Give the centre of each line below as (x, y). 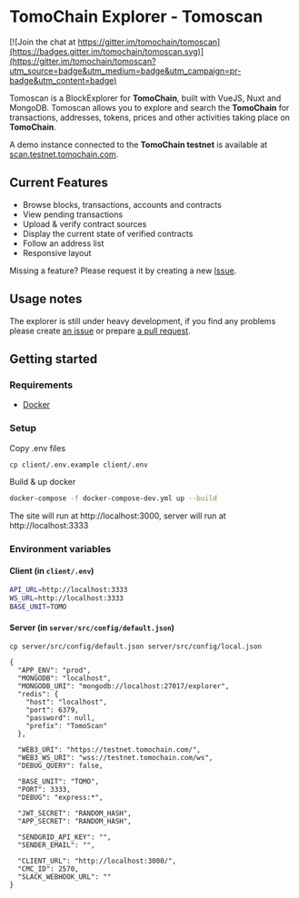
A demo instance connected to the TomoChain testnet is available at (139, 144)
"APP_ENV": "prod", (55, 671)
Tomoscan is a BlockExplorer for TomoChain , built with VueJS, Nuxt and (145, 98)
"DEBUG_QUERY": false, (60, 766)
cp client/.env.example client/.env (79, 465)
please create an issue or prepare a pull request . (100, 331)
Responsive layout (57, 252)
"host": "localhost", (66, 702)
